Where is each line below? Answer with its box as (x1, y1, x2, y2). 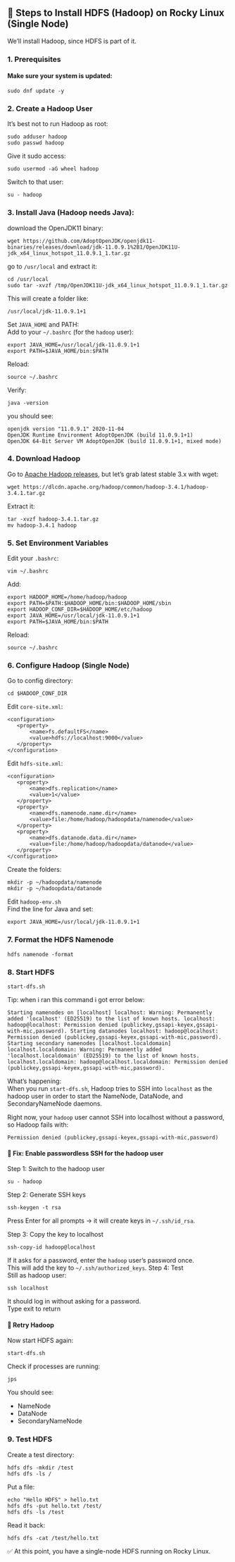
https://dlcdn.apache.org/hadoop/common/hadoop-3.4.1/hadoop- (23, 483, 210, 490)
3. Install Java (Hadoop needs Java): (7, 208, 135, 218)
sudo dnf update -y (7, 87, 65, 94)
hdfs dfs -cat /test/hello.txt (7, 1535, 99, 1542)
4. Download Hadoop (7, 454, 81, 463)
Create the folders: (7, 866, 62, 874)
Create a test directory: (7, 1450, 75, 1458)
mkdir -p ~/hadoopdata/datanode (7, 885, 102, 892)
